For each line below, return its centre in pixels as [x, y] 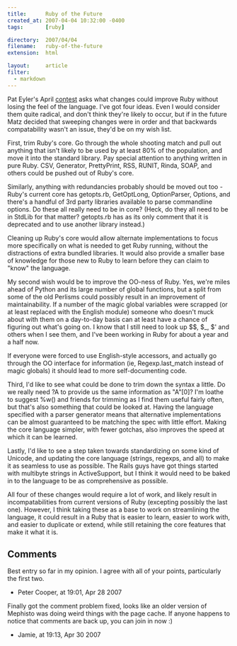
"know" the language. [39, 268]
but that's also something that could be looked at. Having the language [110, 407]
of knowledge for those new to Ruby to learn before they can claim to [109, 260]
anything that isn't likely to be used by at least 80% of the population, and [115, 150]
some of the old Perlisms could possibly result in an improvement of [106, 296]
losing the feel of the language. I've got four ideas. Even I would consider [114, 106]
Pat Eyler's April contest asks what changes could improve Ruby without [113, 99]
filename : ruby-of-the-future [55, 47]
